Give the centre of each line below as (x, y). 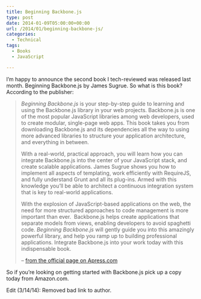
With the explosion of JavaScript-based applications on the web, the (106, 204)
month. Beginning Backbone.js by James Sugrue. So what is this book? (94, 86)
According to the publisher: (40, 92)
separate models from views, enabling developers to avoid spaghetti (106, 223)
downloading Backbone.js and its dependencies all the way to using (105, 129)
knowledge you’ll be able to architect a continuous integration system (107, 186)
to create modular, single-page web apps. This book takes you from (105, 123)
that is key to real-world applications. (67, 192)
